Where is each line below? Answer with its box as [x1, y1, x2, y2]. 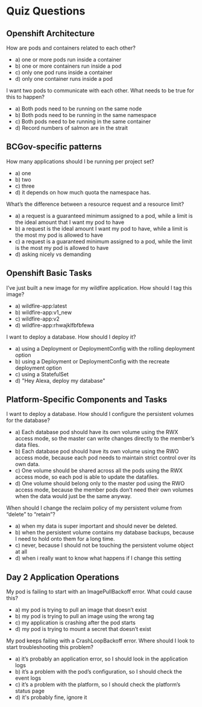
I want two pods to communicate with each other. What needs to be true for [6, 87, 195, 94]
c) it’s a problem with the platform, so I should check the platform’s [14, 681, 181, 688]
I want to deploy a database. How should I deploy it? [6, 333, 136, 341]
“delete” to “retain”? [6, 511, 55, 518]
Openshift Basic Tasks [6, 268, 92, 278]
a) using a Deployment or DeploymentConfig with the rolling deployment [14, 345, 195, 352]
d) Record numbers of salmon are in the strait [14, 124, 128, 131]
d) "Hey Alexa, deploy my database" [14, 377, 106, 384]
